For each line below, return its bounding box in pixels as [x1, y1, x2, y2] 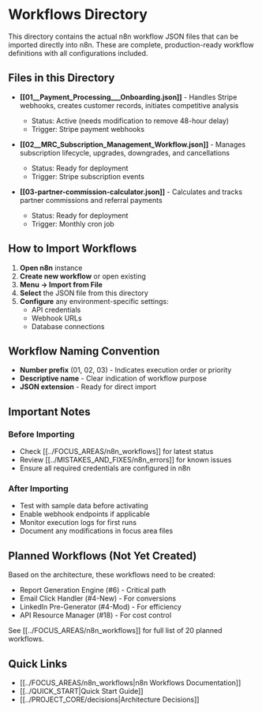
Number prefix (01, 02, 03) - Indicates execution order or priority [19, 365, 232, 375]
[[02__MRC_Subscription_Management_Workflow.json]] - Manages [19, 140, 246, 149]
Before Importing [8, 429, 75, 440]
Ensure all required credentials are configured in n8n [19, 463, 191, 473]
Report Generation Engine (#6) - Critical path [19, 586, 167, 595]
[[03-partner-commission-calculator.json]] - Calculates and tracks [19, 187, 243, 197]
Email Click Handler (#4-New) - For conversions [19, 594, 176, 603]
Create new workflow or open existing [19, 271, 146, 281]
